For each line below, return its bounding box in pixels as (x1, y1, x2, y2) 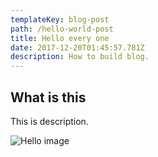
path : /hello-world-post (10, 24, 114, 34)
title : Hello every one (10, 33, 110, 43)
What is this (10, 89, 87, 106)
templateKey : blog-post (10, 14, 110, 25)
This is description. (10, 115, 89, 127)
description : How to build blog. (10, 52, 150, 62)
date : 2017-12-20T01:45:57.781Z (10, 42, 145, 53)
